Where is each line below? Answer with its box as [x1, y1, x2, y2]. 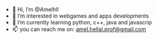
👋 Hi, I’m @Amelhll [12, 6, 59, 13]
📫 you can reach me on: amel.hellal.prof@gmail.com [12, 26, 146, 33]
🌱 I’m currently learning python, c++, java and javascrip [12, 19, 152, 26]
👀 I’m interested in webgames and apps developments [12, 12, 149, 19]
